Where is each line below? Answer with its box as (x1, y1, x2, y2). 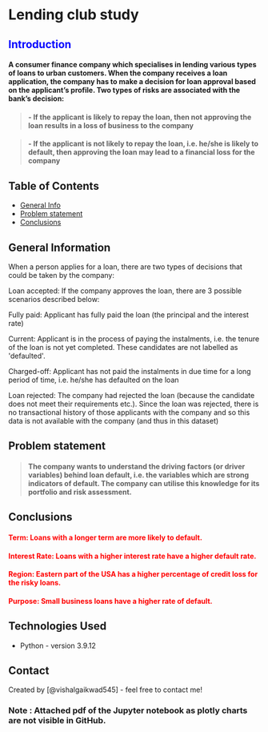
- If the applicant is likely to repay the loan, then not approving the (27, 112, 252, 122)
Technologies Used (8, 619, 106, 633)
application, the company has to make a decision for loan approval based (8, 77, 256, 86)
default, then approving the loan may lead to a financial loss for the (27, 147, 255, 157)
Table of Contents (8, 179, 100, 193)
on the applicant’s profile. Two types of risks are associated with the (8, 86, 241, 95)
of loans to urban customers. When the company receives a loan (8, 68, 228, 78)
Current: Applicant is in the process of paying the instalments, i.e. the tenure (8, 334, 260, 344)
